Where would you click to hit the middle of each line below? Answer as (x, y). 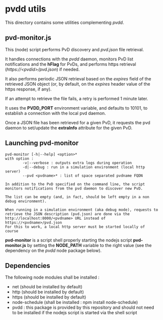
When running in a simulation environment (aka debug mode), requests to (82, 210)
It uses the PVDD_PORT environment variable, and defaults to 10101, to (76, 108)
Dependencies (28, 266)
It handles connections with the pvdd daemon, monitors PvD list (69, 59)
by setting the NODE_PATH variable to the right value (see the (90, 245)
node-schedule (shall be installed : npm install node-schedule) (75, 302)
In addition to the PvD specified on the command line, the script (75, 184)
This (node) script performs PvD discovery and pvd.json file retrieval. (74, 49)
